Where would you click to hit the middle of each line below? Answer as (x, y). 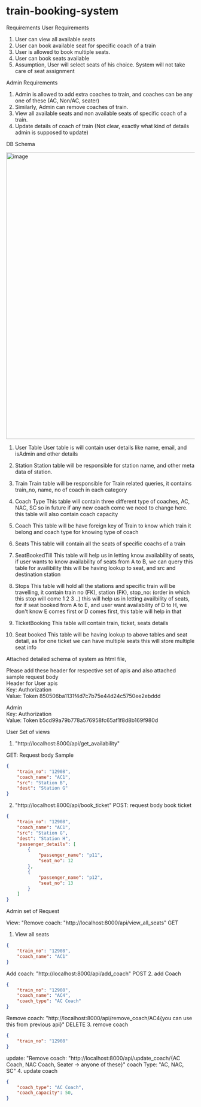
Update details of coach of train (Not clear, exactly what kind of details (102, 126)
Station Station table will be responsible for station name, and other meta (104, 465)
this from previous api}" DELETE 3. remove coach (67, 1024)
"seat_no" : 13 (56, 883)
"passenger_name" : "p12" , (70, 877)
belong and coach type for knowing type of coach (77, 532)
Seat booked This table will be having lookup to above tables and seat (101, 634)
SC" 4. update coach (32, 1070)
